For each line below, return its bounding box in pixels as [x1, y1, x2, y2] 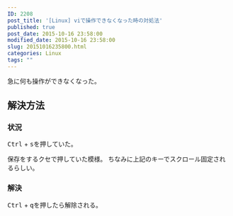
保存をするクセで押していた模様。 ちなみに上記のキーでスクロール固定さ [7, 155, 220, 164]
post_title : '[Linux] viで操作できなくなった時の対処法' [7, 17, 163, 24]
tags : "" [7, 57, 33, 64]
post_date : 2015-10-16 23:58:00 [7, 30, 103, 38]
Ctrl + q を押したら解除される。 [7, 200, 103, 209]
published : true [7, 23, 55, 30]
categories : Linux [7, 50, 62, 57]
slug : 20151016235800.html [7, 43, 87, 50]
